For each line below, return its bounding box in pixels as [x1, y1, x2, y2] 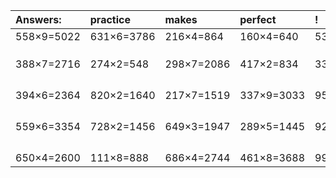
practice [89, 13, 131, 26]
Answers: [15, 13, 62, 26]
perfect [239, 13, 277, 26]
